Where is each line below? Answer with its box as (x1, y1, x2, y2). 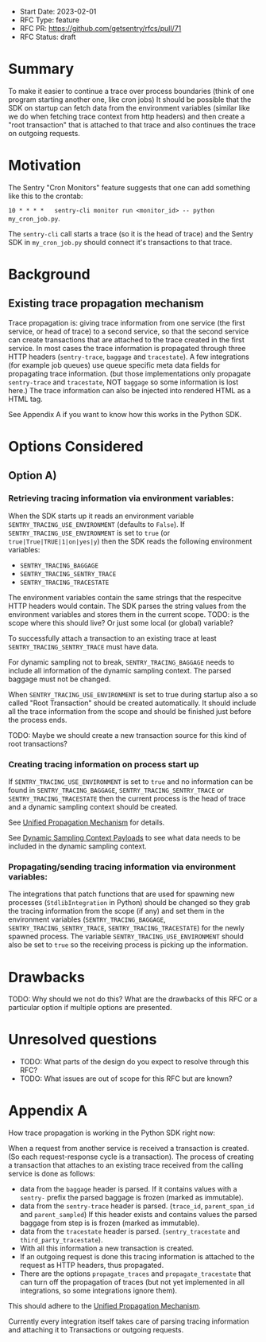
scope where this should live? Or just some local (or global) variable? (8, 618, 234, 627)
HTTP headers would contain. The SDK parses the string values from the (8, 601, 247, 611)
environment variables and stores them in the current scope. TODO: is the (8, 609, 250, 619)
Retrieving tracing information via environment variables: (8, 493, 234, 504)
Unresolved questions (8, 1031, 157, 1049)
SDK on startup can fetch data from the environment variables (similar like (8, 103, 250, 112)
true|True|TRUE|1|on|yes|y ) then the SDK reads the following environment (8, 536, 253, 546)
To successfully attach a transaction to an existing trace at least (8, 633, 217, 643)
